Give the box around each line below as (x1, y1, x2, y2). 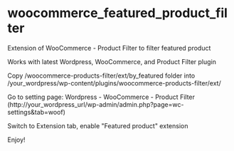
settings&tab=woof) (7, 108, 65, 116)
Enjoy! (7, 135, 26, 144)
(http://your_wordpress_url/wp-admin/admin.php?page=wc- (7, 100, 184, 108)
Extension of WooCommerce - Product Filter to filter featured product (7, 43, 211, 52)
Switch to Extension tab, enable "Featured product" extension (7, 121, 188, 130)
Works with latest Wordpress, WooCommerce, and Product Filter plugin (7, 57, 217, 66)
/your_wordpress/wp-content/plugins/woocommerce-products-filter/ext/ (7, 78, 222, 87)
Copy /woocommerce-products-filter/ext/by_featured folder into (7, 71, 196, 80)
